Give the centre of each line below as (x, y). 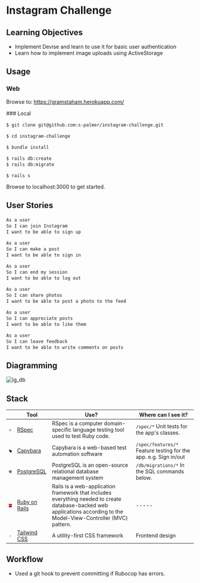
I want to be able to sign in (44, 255)
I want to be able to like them (46, 324)
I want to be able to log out (44, 278)
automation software (77, 454)
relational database (76, 472)
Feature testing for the (163, 451)
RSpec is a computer (77, 423)
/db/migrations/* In (160, 465)
